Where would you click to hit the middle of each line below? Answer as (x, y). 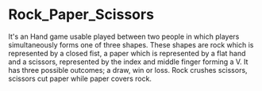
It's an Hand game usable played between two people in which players (124, 36)
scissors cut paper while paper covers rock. (80, 78)
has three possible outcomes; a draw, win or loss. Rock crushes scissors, (128, 70)
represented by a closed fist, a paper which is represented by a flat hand (127, 53)
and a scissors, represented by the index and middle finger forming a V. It (128, 62)
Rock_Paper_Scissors (81, 15)
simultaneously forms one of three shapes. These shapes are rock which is (131, 44)
